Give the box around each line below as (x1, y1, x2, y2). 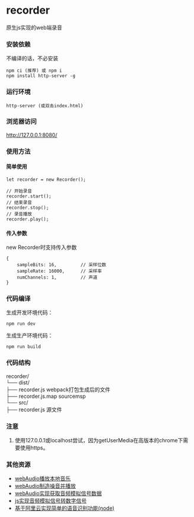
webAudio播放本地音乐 (14, 475, 71, 482)
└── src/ (6, 398, 28, 406)
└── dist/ (6, 379, 30, 386)
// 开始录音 (6, 188, 33, 194)
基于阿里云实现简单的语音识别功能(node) (14, 505, 115, 512)
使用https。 (20, 444, 49, 451)
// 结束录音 (6, 199, 33, 205)
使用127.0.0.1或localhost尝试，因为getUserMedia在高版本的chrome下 (14, 437, 183, 444)
